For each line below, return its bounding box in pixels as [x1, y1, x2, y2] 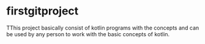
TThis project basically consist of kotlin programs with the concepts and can [6, 24, 199, 31]
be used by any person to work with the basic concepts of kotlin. [6, 30, 170, 37]
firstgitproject [6, 4, 79, 18]
